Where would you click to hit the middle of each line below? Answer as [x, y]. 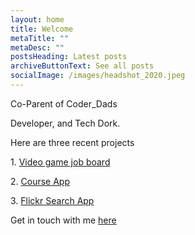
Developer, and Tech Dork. [65, 123]
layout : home [37, 19]
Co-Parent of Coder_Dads [64, 103]
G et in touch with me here [63, 220]
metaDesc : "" [37, 47]
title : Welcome [42, 29]
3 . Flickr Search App [52, 200]
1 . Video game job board [60, 162]
